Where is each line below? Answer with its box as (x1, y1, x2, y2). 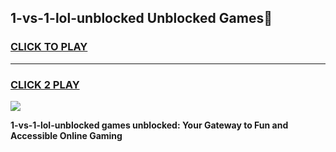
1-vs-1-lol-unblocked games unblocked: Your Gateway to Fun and (10, 119, 289, 131)
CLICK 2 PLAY (10, 77, 80, 91)
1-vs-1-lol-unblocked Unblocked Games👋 (10, 10, 273, 27)
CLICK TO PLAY (10, 40, 88, 54)
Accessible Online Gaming (10, 129, 123, 141)
